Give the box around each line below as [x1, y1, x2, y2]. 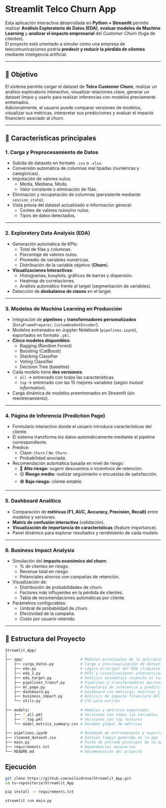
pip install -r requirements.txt [5, 789, 74, 795]
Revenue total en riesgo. [19, 568, 70, 574]
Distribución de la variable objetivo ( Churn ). [19, 262, 109, 268]
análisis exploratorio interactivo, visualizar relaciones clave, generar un [5, 89, 150, 95]
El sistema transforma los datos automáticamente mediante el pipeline [12, 434, 155, 440]
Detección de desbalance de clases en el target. [12, 288, 112, 294]
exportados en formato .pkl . [12, 333, 71, 338]
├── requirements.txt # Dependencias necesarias [5, 745, 136, 750]
